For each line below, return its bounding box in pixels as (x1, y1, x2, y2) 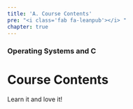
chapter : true (7, 23, 49, 30)
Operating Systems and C (7, 46, 97, 56)
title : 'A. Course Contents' (7, 10, 92, 17)
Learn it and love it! (7, 95, 63, 103)
